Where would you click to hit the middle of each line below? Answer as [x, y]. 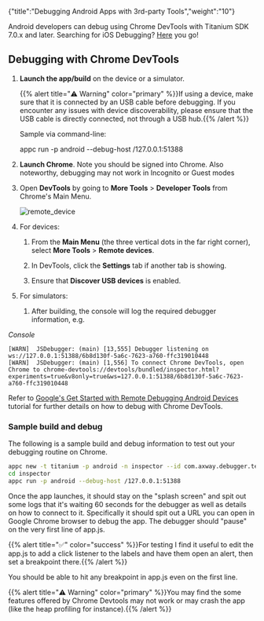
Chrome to [24, 369]
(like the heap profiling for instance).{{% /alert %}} [90, 608]
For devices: [40, 226]
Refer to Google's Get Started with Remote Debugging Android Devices [123, 398]
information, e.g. [58, 319]
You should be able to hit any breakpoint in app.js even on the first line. [123, 577]
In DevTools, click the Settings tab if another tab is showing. [129, 265]
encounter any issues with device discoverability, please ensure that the [136, 110]
